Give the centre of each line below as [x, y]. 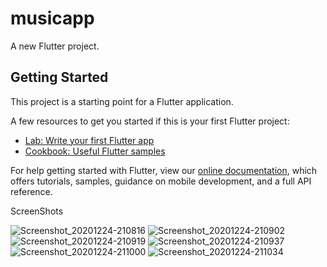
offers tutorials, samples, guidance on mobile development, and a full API [161, 181]
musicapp [52, 18]
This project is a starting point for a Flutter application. [122, 101]
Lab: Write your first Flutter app [89, 140]
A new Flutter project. [55, 46]
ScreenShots [37, 211]
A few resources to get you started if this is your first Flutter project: [150, 121]
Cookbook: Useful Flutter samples [95, 151]
